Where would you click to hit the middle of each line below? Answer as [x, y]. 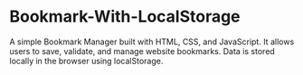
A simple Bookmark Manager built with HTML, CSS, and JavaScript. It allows [152, 42]
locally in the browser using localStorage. [86, 61]
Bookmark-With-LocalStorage [125, 17]
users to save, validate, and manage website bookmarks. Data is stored [142, 51]
